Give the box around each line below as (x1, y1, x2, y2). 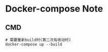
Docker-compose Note (5, 3, 103, 15)
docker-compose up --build (5, 42, 62, 47)
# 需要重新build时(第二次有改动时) (5, 37, 71, 42)
